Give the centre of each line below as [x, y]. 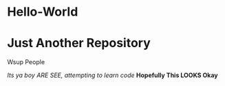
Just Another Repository [79, 43]
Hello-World [43, 12]
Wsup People [26, 62]
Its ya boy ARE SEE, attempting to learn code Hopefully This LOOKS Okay [112, 75]
